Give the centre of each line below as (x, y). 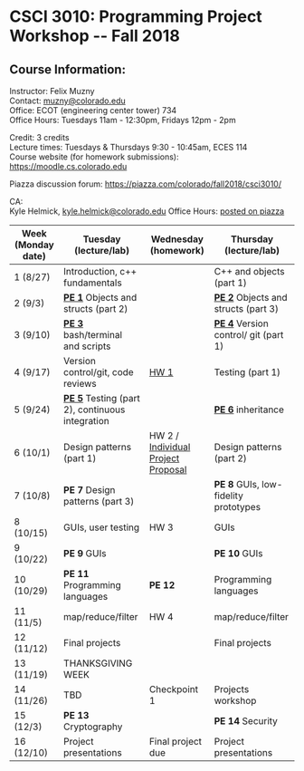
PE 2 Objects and (251, 298)
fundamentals (92, 283)
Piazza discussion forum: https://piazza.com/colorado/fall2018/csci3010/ (146, 184)
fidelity (229, 496)
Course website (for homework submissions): (94, 157)
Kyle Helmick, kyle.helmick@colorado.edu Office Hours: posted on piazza (147, 211)
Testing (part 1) (247, 372)
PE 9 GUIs (85, 553)
